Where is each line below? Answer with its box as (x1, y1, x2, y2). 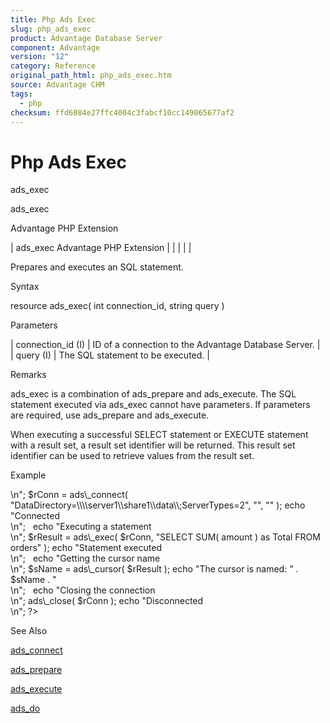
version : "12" (10, 52, 70, 62)
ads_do (10, 702, 41, 715)
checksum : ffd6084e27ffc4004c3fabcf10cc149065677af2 (10, 107, 235, 118)
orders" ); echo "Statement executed (10, 542, 162, 554)
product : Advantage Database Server (10, 33, 163, 43)
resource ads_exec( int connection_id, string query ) (10, 300, 225, 312)
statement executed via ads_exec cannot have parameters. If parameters (10, 399, 311, 411)
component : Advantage (10, 42, 101, 53)
